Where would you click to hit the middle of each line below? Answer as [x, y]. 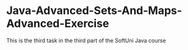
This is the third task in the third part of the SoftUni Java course [86, 40]
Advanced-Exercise [58, 23]
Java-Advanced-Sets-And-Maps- [94, 11]
